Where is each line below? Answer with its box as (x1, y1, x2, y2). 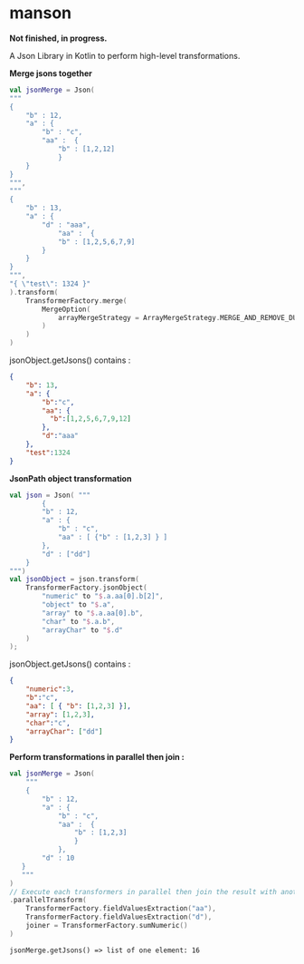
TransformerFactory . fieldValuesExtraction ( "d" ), (25, 912, 213, 922)
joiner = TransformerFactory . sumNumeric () (25, 921, 188, 930)
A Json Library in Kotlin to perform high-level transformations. (9, 50, 241, 61)
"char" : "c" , (25, 718, 71, 727)
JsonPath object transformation (9, 472, 132, 483)
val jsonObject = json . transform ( (9, 575, 140, 584)
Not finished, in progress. (9, 33, 108, 44)
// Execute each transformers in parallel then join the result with (9, 887, 278, 896)
